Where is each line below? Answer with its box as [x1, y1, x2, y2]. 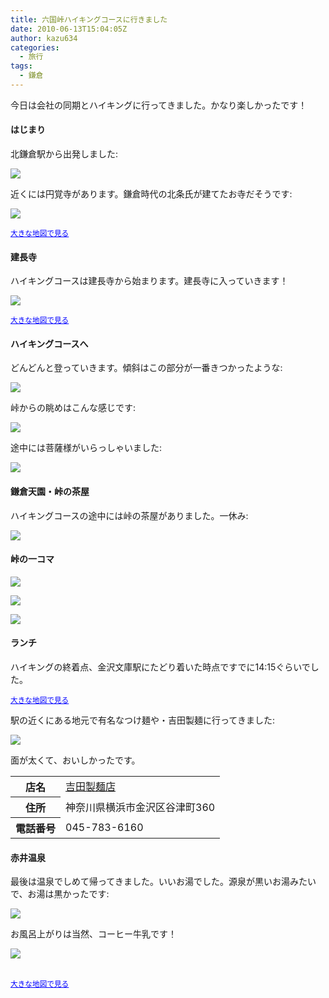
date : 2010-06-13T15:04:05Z [10, 24, 128, 34]
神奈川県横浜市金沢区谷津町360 [65, 801, 216, 815]
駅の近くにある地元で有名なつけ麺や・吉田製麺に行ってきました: [10, 714, 275, 726]
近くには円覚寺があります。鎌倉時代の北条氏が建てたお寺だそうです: [10, 188, 293, 200]
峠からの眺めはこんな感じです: [10, 402, 137, 414]
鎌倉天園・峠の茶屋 [10, 486, 90, 498]
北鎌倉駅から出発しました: [10, 148, 119, 160]
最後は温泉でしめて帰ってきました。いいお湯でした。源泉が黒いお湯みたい [10, 876, 317, 888]
